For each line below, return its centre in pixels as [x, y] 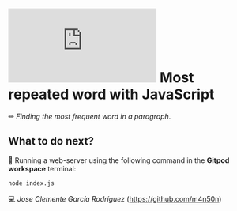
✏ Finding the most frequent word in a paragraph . [90, 116]
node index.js [32, 183]
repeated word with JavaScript [111, 94]
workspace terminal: [42, 168]
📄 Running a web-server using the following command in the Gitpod [119, 160]
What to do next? [51, 141]
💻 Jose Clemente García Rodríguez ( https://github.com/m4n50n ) [115, 198]
